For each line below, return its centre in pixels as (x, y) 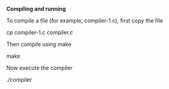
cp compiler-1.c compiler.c (40, 32)
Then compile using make (39, 44)
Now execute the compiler (39, 68)
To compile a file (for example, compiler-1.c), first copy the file (85, 20)
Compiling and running (36, 9)
